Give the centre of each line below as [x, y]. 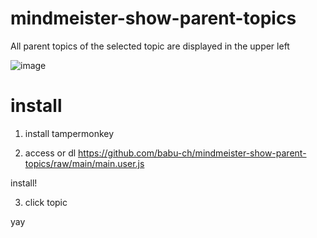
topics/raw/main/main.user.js [84, 163]
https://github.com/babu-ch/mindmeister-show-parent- [192, 153]
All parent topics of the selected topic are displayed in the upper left [150, 46]
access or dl [50, 153]
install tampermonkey [69, 133]
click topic [46, 202]
